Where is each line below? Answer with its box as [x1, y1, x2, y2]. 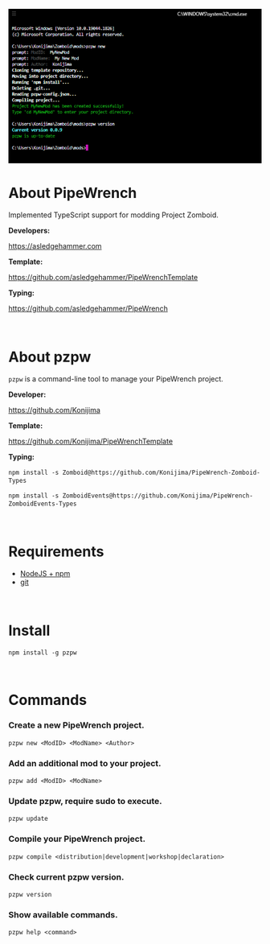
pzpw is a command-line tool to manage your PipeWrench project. [8, 374, 223, 384]
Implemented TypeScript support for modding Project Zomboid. [8, 210, 219, 220]
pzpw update [8, 814, 48, 823]
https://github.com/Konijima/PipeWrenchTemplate [8, 436, 174, 447]
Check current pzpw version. [8, 871, 125, 882]
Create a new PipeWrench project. [8, 719, 145, 731]
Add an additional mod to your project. [8, 757, 162, 769]
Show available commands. [8, 909, 118, 920]
